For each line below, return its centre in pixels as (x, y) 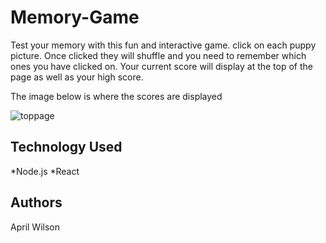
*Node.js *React (45, 171)
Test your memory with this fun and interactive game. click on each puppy (163, 45)
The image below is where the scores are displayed (116, 96)
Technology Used (66, 147)
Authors (36, 202)
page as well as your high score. (77, 77)
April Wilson (35, 227)
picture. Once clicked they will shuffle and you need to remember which (158, 55)
